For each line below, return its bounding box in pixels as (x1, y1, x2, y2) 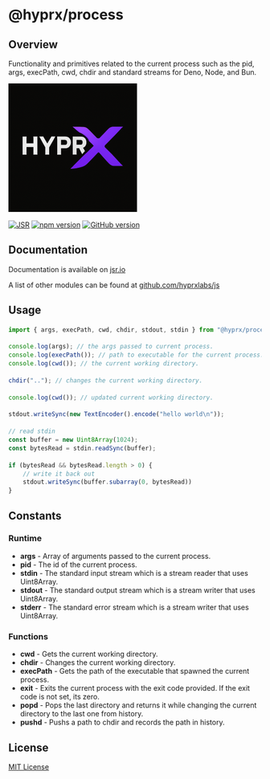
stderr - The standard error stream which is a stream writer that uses (19, 602, 249, 612)
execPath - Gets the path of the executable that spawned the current (19, 667, 250, 676)
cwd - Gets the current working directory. (19, 649, 158, 659)
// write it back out (22, 470, 95, 478)
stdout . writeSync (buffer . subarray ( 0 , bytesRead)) (22, 478, 193, 487)
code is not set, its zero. (19, 692, 100, 702)
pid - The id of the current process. (19, 560, 138, 569)
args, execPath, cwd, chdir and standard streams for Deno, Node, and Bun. (8, 67, 257, 77)
